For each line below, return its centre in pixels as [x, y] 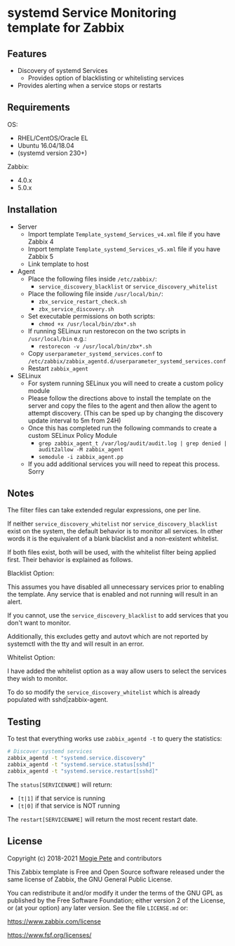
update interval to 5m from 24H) [74, 420]
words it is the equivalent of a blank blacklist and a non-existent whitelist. [113, 539]
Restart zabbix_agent [58, 368]
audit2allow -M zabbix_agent [81, 449]
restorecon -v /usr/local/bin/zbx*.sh [95, 346]
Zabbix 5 [41, 256]
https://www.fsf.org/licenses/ [49, 935]
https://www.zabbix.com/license [54, 921]
